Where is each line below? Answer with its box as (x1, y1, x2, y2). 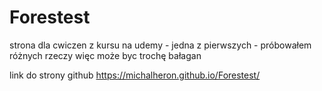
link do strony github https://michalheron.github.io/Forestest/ (9, 69, 261, 81)
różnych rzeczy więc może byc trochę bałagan (9, 49, 202, 61)
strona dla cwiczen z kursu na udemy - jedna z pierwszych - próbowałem (9, 39, 312, 51)
